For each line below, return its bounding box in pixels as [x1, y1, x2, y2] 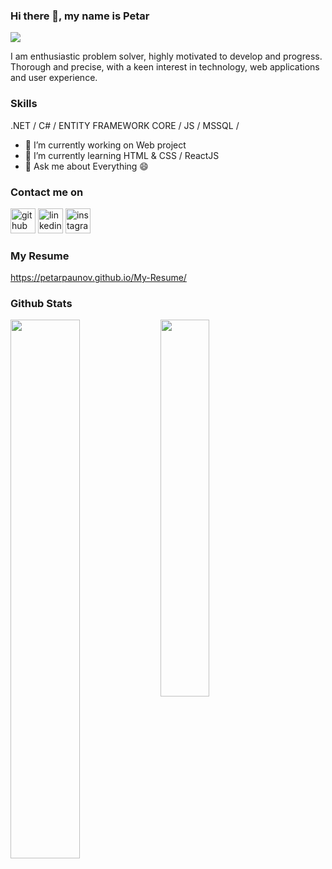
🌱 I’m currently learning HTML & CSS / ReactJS [24, 149, 220, 161]
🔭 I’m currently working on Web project [24, 139, 187, 151]
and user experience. [10, 72, 98, 84]
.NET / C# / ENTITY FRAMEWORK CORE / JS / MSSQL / [10, 119, 240, 131]
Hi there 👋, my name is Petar [10, 9, 150, 23]
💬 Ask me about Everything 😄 [24, 160, 149, 172]
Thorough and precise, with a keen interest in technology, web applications [10, 61, 320, 73]
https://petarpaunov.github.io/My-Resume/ [10, 272, 187, 284]
